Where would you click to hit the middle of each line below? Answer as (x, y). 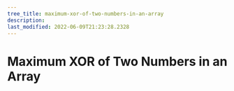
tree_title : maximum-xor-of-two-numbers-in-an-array (86, 14)
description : (26, 20)
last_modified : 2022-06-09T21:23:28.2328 (68, 27)
